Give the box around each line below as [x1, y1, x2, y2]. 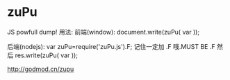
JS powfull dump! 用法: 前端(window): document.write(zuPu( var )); [7, 28, 200, 36]
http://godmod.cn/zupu [7, 65, 74, 73]
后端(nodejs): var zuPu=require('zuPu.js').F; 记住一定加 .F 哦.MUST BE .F [7, 42, 215, 50]
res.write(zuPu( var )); [15, 51, 79, 59]
